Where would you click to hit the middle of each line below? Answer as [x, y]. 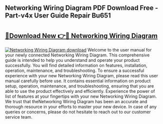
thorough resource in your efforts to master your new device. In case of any [81, 107]
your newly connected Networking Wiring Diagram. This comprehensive [77, 55]
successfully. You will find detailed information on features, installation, [76, 65]
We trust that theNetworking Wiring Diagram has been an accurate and [76, 101]
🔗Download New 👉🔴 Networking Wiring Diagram [81, 36]
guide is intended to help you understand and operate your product [72, 60]
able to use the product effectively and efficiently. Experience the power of [80, 91]
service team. [19, 117]
